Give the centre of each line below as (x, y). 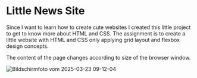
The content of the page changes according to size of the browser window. (98, 57)
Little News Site (46, 11)
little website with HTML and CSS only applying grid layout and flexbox (93, 40)
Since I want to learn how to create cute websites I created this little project (98, 27)
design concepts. (27, 46)
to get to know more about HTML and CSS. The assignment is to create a (96, 33)
